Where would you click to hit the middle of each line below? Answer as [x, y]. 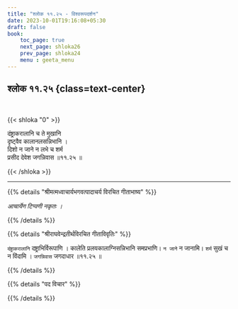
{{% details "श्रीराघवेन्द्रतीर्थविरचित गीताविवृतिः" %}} [69, 234]
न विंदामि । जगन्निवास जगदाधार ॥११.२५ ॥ [55, 256]
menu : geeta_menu [47, 60]
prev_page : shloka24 [50, 54]
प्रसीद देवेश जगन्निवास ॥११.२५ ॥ [45, 157]
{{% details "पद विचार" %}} [44, 283]
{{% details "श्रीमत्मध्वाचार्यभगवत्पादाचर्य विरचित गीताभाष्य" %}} [82, 191]
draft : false [27, 27]
